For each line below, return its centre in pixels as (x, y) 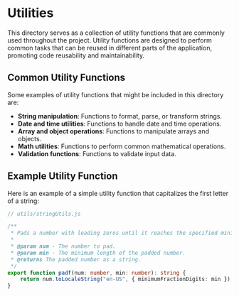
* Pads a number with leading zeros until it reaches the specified (114, 233)
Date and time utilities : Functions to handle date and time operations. (119, 124)
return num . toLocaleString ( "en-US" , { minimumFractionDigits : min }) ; (127, 279)
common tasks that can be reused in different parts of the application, (110, 48)
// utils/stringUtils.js (44, 214)
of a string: (23, 201)
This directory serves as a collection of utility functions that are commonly (116, 33)
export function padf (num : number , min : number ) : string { (97, 273)
